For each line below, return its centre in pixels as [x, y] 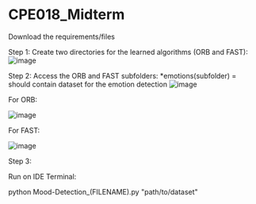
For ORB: [23, 99]
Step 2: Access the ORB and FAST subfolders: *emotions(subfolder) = [122, 75]
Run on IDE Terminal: [42, 176]
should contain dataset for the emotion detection [88, 84]
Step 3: [20, 161]
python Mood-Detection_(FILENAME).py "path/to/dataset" [103, 191]
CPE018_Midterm [67, 15]
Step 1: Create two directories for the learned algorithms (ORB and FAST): [128, 52]
